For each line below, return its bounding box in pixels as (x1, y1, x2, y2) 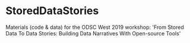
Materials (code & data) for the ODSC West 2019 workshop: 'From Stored (5, 24, 185, 31)
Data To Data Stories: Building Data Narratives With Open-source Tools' (5, 29, 181, 37)
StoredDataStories (5, 4, 99, 18)
